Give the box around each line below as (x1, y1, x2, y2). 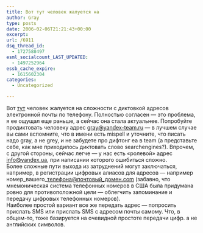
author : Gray (6, 15, 40, 21)
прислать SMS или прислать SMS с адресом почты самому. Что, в (6, 208, 180, 215)
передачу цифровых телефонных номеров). (6, 195, 121, 202)
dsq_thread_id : (6, 43, 45, 49)
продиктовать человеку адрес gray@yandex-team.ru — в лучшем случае (6, 124, 197, 131)
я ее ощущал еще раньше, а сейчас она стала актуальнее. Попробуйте (6, 117, 193, 125)
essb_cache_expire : (6, 65, 56, 72)
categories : (6, 77, 37, 83)
